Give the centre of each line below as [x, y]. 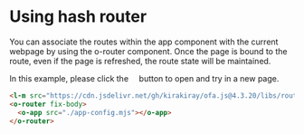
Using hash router [78, 17]
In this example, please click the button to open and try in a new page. [144, 78]
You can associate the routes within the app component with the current [144, 42]
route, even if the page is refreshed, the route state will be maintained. [140, 61]
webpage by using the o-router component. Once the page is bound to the [148, 51]
